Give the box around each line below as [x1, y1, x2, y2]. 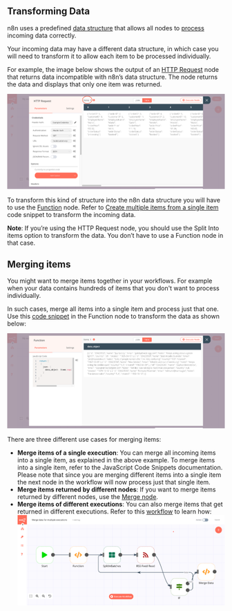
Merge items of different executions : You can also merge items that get [17, 500, 223, 509]
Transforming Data [7, 6, 90, 17]
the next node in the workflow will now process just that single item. [17, 478, 211, 487]
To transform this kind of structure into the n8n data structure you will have [7, 196, 221, 204]
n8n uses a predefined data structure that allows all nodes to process [7, 23, 205, 32]
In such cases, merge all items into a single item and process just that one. [7, 305, 219, 313]
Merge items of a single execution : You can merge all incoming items [17, 449, 216, 457]
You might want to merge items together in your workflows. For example [7, 276, 213, 285]
